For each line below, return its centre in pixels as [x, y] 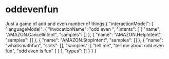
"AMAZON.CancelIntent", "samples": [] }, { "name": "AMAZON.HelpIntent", [83, 34]
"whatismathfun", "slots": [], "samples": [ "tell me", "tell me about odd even [85, 45]
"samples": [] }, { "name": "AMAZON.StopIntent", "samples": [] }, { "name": [84, 40]
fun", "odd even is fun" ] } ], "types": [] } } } [51, 51]
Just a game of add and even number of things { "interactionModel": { [79, 24]
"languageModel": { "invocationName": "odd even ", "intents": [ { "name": [83, 29]
